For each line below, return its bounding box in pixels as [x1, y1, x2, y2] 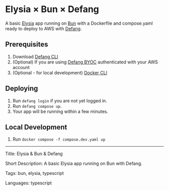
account [12, 64, 30, 70]
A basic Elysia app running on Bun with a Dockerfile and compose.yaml [5, 20, 153, 26]
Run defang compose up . [12, 103, 62, 109]
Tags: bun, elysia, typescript [5, 170, 64, 176]
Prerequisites [5, 40, 48, 49]
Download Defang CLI [12, 53, 58, 59]
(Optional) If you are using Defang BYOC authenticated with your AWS [12, 59, 158, 65]
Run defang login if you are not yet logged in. [12, 97, 107, 104]
